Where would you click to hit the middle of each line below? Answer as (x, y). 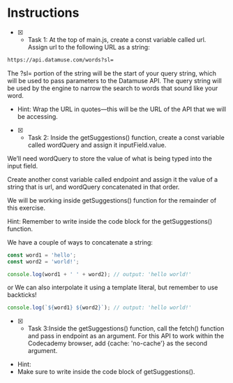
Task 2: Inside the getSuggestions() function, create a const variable (126, 137)
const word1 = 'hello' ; (42, 255)
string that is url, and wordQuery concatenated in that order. (93, 187)
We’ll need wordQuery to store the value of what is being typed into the (110, 158)
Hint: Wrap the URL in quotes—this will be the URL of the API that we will (122, 109)
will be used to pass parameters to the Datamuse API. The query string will (114, 80)
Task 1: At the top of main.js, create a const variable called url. (117, 39)
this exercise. (26, 208)
